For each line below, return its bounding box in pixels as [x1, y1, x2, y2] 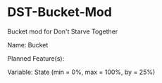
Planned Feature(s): [7, 54, 65, 63]
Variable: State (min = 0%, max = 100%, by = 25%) [7, 68, 156, 76]
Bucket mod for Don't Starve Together [7, 27, 118, 36]
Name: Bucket [7, 40, 49, 49]
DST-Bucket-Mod [7, 4, 113, 20]
